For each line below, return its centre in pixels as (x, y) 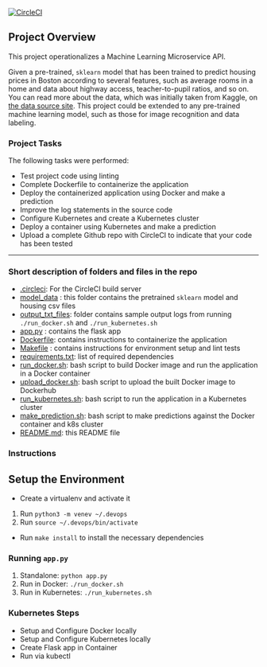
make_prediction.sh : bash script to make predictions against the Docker (137, 416)
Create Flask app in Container (68, 647)
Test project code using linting (69, 176)
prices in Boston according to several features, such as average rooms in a (131, 80)
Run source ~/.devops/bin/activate (79, 522)
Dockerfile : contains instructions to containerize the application (124, 340)
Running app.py (39, 559)
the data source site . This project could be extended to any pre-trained (124, 105)
